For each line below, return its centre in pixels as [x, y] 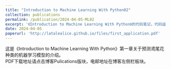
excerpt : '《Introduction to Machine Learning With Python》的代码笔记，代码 [84, 24]
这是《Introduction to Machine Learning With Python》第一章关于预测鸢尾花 [85, 48]
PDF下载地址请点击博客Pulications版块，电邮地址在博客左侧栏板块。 [77, 61]
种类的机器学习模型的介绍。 [34, 55]
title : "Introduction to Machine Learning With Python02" [68, 10]
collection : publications [33, 15]
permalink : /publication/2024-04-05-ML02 [50, 19]
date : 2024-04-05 [24, 29]
